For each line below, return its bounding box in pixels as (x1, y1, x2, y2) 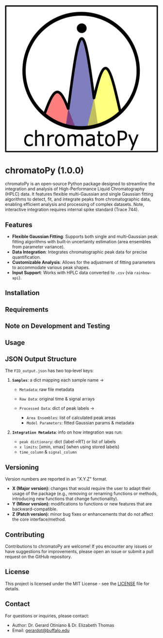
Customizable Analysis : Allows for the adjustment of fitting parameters (12, 259, 156, 265)
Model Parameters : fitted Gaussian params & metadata (26, 420, 134, 426)
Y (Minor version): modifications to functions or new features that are (12, 501, 152, 507)
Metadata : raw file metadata (19, 386, 74, 392)
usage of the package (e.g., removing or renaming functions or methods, (12, 491, 158, 497)
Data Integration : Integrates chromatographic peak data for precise (12, 249, 147, 255)
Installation (5, 289, 40, 297)
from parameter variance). (12, 244, 65, 250)
